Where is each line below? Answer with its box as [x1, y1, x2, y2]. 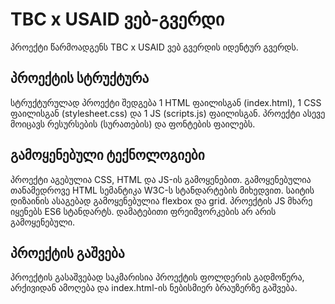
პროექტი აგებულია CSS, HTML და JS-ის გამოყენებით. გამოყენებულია [10, 173, 312, 185]
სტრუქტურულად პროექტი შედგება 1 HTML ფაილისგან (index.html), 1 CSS [10, 96, 322, 108]
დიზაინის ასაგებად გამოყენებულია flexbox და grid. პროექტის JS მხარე [10, 194, 313, 207]
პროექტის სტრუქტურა [10, 70, 150, 87]
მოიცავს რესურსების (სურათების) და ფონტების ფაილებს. [10, 118, 256, 130]
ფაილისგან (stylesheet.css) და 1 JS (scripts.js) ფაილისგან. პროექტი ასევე [10, 107, 326, 119]
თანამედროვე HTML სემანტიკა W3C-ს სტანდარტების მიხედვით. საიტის [10, 184, 315, 196]
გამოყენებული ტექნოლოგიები [10, 147, 205, 164]
